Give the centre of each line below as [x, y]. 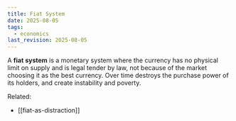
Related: [20, 97]
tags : [15, 27]
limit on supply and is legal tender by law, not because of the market [107, 68]
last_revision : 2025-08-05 [47, 40]
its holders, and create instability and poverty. [74, 83]
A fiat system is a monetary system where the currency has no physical [113, 60]
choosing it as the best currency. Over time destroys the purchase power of [118, 76]
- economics [32, 34]
